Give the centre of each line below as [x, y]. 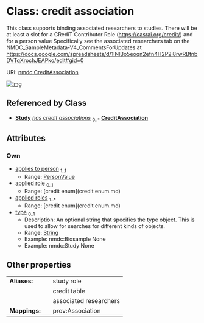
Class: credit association [70, 11]
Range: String [41, 233]
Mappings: [25, 311]
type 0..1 [25, 213]
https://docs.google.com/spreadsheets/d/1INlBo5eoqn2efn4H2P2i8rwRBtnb [102, 54]
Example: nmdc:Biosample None [65, 239]
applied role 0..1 [34, 184]
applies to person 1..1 [41, 170]
